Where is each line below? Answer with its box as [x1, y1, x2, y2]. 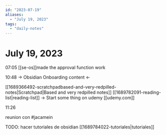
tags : [5, 21, 17, 27]
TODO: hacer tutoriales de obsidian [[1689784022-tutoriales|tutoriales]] [5, 124, 155, 130]
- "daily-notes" [10, 26, 44, 31]
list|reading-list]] [5, 95, 40, 101]
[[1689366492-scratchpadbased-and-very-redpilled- [5, 84, 117, 90]
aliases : [5, 12, 24, 17]
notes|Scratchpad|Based [5, 89, 57, 96]
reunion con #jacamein [5, 114, 53, 120]
